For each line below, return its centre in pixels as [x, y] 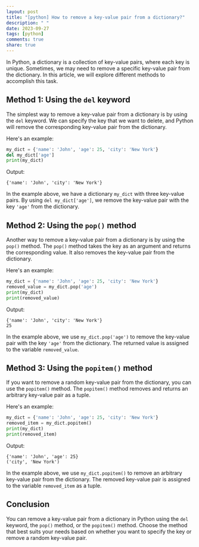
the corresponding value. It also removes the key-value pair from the [90, 253]
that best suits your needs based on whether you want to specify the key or [99, 531]
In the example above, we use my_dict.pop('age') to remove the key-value [98, 337]
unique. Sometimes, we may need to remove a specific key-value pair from [98, 68]
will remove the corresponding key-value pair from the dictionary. [86, 127]
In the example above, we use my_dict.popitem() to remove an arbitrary [94, 473]
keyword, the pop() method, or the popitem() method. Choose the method [97, 525]
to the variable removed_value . [43, 349]
